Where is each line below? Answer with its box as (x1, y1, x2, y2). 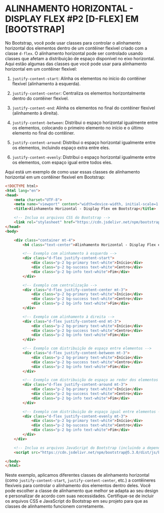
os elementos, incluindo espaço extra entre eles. (12, 145, 110, 150)
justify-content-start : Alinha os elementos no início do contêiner (12, 75, 146, 81)
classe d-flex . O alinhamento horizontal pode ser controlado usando (5, 50, 143, 56)
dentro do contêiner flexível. (12, 95, 69, 101)
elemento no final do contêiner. (12, 130, 75, 136)
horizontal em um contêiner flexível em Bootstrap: (5, 174, 105, 180)
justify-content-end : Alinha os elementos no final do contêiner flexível (12, 105, 155, 111)
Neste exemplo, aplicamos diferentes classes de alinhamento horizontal (5, 472, 150, 478)
